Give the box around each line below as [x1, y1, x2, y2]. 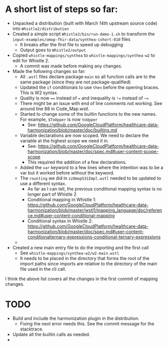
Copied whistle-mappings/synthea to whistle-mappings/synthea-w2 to [12, 52, 155, 58]
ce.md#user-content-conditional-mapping [27, 212, 115, 218]
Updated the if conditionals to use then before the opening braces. [20, 84, 159, 90]
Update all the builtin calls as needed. [12, 331, 90, 337]
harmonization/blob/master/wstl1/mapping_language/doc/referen [27, 207, 162, 213]
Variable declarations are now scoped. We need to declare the [20, 132, 149, 138]
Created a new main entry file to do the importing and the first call [12, 244, 149, 250]
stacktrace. [20, 326, 44, 332]
